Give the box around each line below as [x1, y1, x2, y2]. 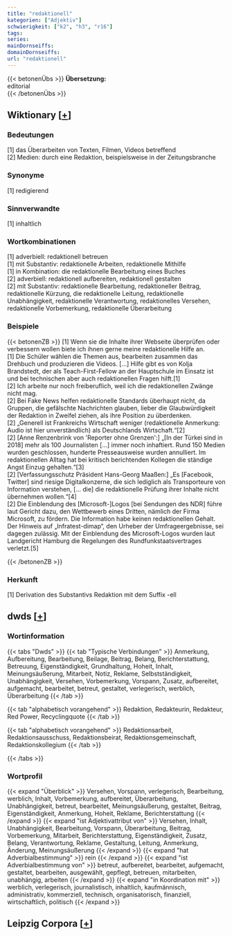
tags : [7, 29, 23, 37]
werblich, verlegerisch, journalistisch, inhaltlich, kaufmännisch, [7, 883, 187, 891]
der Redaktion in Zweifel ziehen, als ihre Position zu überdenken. [7, 411, 192, 419]
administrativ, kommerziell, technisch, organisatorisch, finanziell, [7, 890, 192, 899]
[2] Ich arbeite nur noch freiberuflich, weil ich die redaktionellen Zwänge [7, 381, 213, 390]
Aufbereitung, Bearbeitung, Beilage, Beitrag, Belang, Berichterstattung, [7, 654, 210, 663]
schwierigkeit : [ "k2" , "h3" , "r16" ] [7, 23, 113, 30]
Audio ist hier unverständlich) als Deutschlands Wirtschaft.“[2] [7, 426, 186, 434]
